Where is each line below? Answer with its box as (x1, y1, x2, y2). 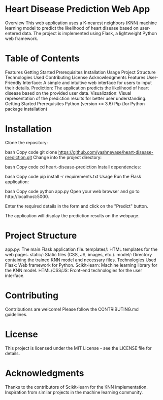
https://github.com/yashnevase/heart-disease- (58, 149, 154, 155)
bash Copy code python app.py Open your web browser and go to (5, 188, 140, 194)
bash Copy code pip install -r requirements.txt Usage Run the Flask (5, 173, 141, 179)
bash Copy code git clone (5, 149, 58, 155)
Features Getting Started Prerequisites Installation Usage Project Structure (5, 69, 156, 75)
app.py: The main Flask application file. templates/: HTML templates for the (5, 246, 158, 252)
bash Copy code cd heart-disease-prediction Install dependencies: (5, 164, 141, 170)
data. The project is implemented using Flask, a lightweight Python (22, 30, 157, 36)
